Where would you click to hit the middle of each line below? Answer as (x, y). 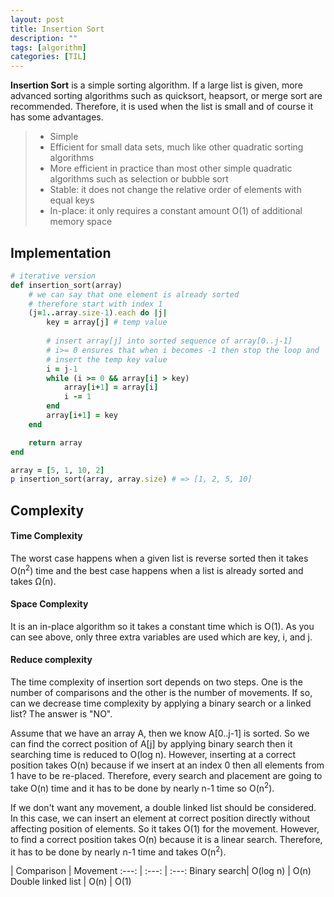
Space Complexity (49, 604)
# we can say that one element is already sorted (134, 294)
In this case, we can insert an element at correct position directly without (160, 818)
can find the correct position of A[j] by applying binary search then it (151, 743)
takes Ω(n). (33, 581)
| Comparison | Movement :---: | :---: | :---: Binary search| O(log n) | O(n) (161, 871)
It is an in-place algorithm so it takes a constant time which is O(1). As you (162, 626)
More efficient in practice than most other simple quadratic (171, 168)
